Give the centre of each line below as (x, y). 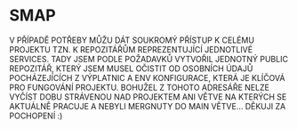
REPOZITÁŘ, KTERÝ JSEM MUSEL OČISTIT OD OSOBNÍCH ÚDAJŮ (131, 69)
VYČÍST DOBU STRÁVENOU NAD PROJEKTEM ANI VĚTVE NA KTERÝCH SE (148, 97)
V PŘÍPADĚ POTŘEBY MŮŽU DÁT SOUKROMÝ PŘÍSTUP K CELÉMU (132, 40)
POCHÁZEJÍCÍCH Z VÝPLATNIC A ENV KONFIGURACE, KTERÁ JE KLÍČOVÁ (147, 77)
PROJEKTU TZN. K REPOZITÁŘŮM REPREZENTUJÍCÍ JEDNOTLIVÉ (131, 49)
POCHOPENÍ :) (36, 116)
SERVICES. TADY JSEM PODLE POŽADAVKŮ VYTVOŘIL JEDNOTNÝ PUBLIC (149, 59)
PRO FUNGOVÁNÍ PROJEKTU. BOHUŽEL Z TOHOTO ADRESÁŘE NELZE (139, 87)
